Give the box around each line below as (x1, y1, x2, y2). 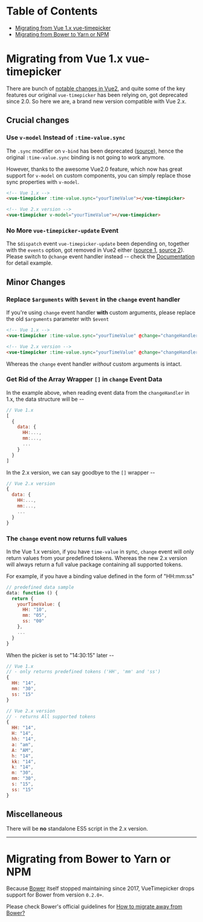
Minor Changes (6, 277, 66, 287)
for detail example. (6, 259, 53, 267)
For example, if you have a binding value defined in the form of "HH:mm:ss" (6, 572, 195, 579)
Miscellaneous (6, 809, 63, 820)
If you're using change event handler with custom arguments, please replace (6, 309, 196, 316)
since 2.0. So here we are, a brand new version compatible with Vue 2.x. (6, 97, 187, 105)
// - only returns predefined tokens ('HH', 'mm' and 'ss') (6, 669, 161, 675)
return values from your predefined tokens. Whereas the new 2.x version (6, 554, 187, 561)
